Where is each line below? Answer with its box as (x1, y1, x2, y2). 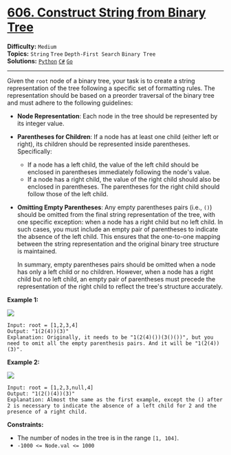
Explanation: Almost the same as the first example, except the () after (7, 396, 223, 403)
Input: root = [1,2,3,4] (7, 321, 78, 328)
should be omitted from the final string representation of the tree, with (16, 210, 215, 218)
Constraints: (7, 420, 44, 428)
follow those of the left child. (27, 189, 109, 198)
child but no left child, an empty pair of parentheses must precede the (16, 275, 216, 283)
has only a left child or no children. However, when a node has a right (16, 267, 214, 276)
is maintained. (16, 246, 57, 255)
